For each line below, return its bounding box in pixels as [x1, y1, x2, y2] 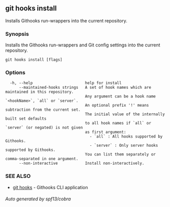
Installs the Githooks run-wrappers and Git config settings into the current [5, 42, 160, 48]
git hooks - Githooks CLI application [12, 184, 88, 190]
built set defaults [5, 116, 47, 121]
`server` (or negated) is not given [5, 125, 83, 131]
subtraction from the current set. [5, 107, 81, 113]
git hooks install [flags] [5, 57, 63, 63]
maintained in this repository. [5, 89, 74, 95]
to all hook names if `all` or [84, 121, 152, 126]
